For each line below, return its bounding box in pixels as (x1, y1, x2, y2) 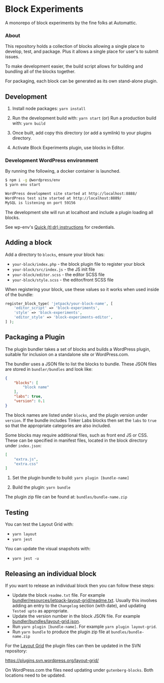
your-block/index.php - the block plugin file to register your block (12, 261, 145, 267)
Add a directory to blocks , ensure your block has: (5, 252, 105, 257)
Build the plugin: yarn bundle (12, 484, 71, 490)
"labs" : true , (14, 394, 43, 399)
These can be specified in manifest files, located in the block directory (5, 437, 148, 443)
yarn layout (12, 532, 37, 537)
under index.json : (5, 442, 42, 448)
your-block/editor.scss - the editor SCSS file (12, 271, 105, 277)
